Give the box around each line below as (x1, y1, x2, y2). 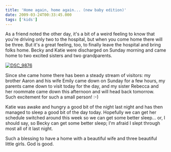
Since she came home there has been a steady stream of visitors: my (5, 72, 151, 79)
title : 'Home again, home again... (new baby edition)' (5, 7, 127, 13)
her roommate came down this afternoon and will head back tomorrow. (5, 89, 155, 95)
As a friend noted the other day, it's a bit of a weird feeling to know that (5, 31, 155, 37)
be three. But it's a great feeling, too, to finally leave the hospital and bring (5, 42, 161, 48)
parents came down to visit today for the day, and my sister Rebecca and (5, 83, 159, 89)
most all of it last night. (5, 125, 53, 132)
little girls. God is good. (5, 141, 54, 147)
